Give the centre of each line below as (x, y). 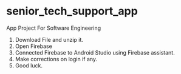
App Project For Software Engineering (54, 28)
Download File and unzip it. (49, 39)
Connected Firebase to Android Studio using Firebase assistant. (95, 52)
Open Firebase (34, 46)
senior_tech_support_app (72, 11)
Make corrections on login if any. (56, 59)
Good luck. (29, 66)
